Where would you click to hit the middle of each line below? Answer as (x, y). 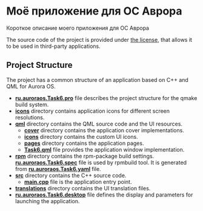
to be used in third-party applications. (54, 46)
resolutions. (30, 117)
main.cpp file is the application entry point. (78, 182)
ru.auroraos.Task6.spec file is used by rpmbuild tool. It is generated (101, 162)
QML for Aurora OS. (31, 86)
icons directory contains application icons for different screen (92, 111)
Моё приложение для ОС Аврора (94, 11)
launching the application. (47, 201)
